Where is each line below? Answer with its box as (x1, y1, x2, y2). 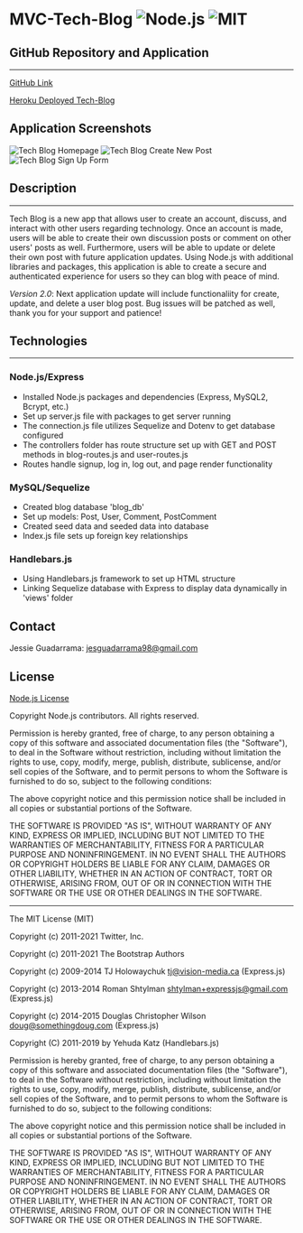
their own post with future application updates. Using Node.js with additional (9, 251, 294, 262)
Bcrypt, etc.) (22, 401, 69, 412)
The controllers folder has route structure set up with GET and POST (22, 439, 277, 450)
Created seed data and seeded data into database (22, 521, 209, 532)
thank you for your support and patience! (9, 307, 162, 318)
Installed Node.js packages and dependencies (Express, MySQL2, (22, 391, 269, 402)
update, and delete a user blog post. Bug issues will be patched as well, (9, 298, 276, 309)
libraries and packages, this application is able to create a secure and (9, 261, 268, 272)
